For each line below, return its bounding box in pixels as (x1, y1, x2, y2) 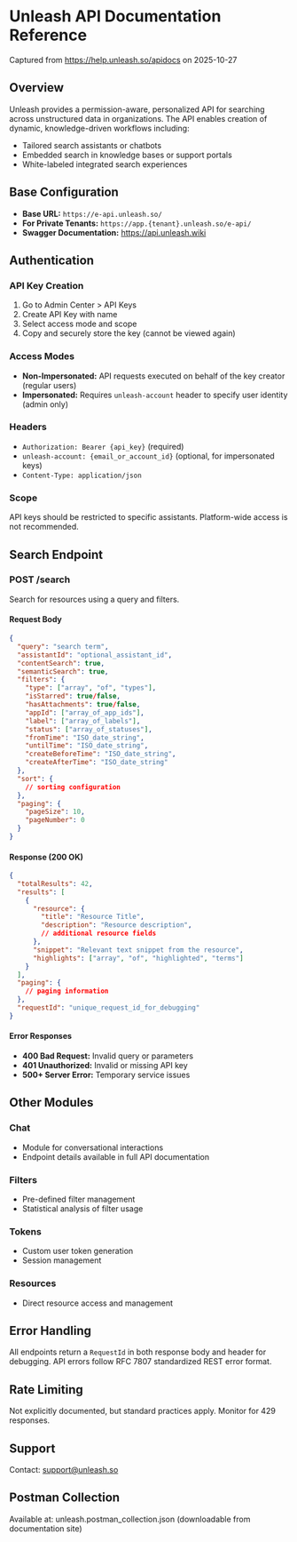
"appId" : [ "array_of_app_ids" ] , (25, 708, 145, 717)
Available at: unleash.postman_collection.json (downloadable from (9, 1514, 251, 1524)
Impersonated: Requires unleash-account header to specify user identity (21, 389, 288, 400)
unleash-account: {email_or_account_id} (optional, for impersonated (21, 451, 275, 461)
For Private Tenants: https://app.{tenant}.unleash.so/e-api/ (21, 218, 252, 228)
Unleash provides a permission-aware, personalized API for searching (9, 104, 265, 115)
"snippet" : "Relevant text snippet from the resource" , (32, 945, 244, 955)
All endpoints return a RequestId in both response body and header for (9, 1346, 267, 1357)
